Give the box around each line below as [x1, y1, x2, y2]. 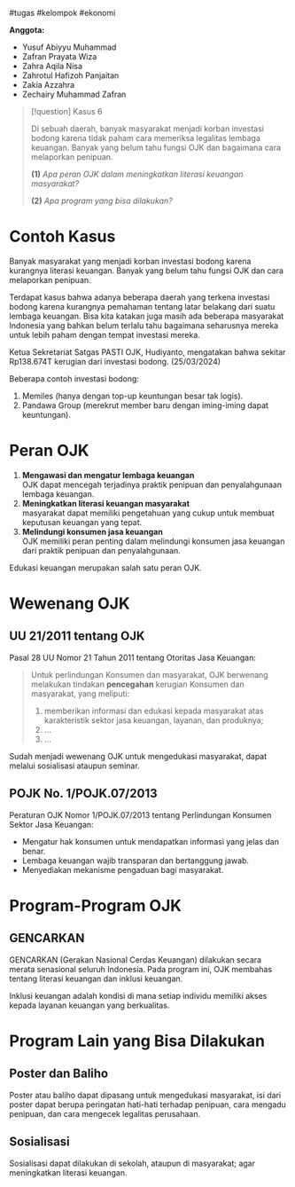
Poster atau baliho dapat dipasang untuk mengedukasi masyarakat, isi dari [9, 1089, 282, 1100]
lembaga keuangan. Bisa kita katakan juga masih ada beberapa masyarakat [9, 311, 284, 321]
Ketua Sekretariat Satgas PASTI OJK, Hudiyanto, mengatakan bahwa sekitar [9, 346, 286, 358]
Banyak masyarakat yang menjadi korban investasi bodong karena [9, 255, 252, 266]
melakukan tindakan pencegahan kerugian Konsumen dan [30, 679, 245, 689]
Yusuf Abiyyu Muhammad [21, 42, 117, 52]
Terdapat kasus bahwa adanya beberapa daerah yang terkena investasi [9, 292, 270, 303]
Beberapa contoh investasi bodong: [9, 373, 140, 384]
